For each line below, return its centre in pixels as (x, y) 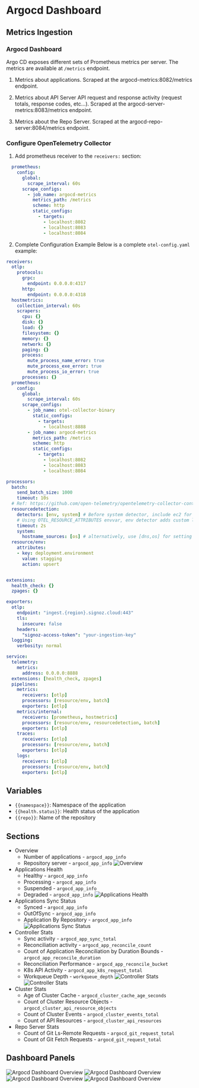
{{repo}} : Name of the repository (55, 818)
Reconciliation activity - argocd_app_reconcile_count (88, 945)
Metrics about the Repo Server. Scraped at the (71, 121)
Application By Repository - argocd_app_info (78, 920)
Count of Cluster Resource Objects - (68, 1001)
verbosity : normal (39, 646)
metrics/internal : (39, 712)
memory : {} (35, 338)
